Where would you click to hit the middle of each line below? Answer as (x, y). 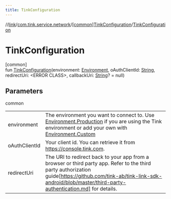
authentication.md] (68, 189)
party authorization (68, 170)
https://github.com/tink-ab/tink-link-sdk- (111, 176)
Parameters (24, 91)
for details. (104, 189)
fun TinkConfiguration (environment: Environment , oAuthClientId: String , (80, 70)
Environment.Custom (70, 134)
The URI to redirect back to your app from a (97, 157)
